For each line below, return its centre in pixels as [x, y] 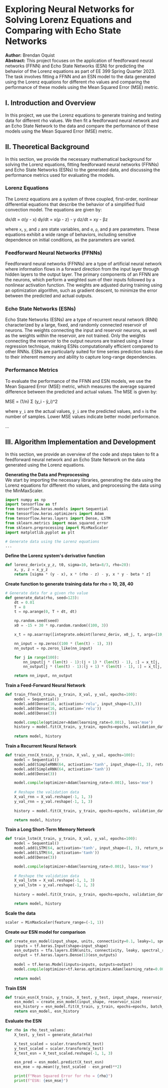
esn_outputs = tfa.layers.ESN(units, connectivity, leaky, [77, 950]
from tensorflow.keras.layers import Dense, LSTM [58, 518]
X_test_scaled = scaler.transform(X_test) [59, 1044]
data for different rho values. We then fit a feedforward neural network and [82, 120]
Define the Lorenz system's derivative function [55, 556]
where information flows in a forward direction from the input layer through [82, 269]
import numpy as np [25, 500]
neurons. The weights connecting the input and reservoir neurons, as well [81, 331]
